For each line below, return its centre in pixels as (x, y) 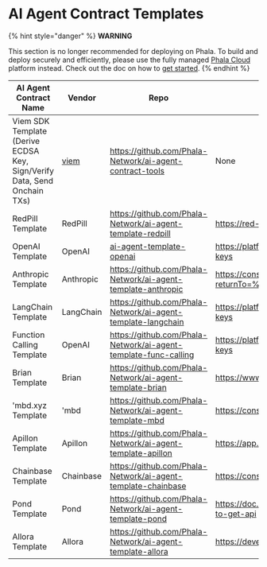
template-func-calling (152, 355)
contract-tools (137, 170)
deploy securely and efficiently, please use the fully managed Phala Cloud (130, 60)
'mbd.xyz (30, 405)
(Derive (26, 141)
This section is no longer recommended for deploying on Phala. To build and (133, 51)
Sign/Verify (33, 170)
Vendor (82, 98)
